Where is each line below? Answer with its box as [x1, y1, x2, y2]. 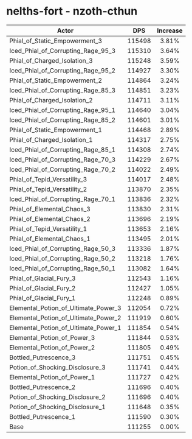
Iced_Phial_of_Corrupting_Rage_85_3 [9, 86, 116, 94]
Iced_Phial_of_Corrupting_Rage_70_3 [9, 155, 116, 164]
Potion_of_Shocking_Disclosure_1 [9, 402, 106, 411]
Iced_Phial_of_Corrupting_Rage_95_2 [9, 66, 116, 74]
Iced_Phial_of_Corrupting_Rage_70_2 [9, 165, 116, 174]
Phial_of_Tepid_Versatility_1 [9, 224, 87, 233]
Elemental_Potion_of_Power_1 [9, 373, 95, 381]
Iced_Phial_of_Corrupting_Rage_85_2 [9, 116, 116, 124]
